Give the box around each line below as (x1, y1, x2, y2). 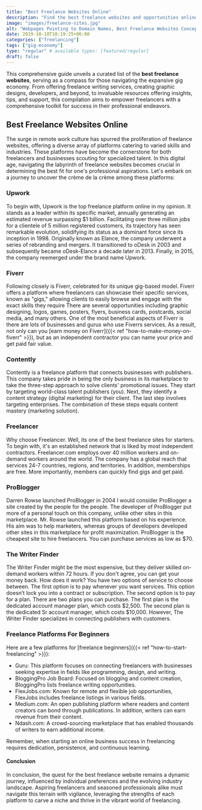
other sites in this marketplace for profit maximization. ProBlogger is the (6, 528, 185, 536)
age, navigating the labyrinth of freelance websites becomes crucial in (6, 161, 180, 169)
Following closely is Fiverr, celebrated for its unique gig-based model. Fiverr (6, 282, 195, 290)
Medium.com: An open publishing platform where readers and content (14, 700, 189, 708)
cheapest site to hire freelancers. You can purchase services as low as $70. (6, 535, 194, 542)
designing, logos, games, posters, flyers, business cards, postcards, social (6, 308, 191, 316)
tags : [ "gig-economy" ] (6, 43, 63, 49)
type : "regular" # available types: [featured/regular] (6, 48, 149, 54)
